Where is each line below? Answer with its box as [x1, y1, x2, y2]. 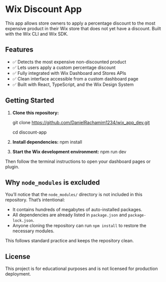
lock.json [12, 218, 33, 223]
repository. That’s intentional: [5, 197, 65, 203]
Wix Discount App [5, 4, 82, 15]
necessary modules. [12, 228, 54, 234]
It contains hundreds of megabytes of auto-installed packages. [12, 207, 142, 213]
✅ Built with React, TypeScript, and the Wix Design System [12, 81, 134, 87]
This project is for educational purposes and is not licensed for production [5, 265, 158, 272]
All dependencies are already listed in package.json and [12, 212, 127, 218]
